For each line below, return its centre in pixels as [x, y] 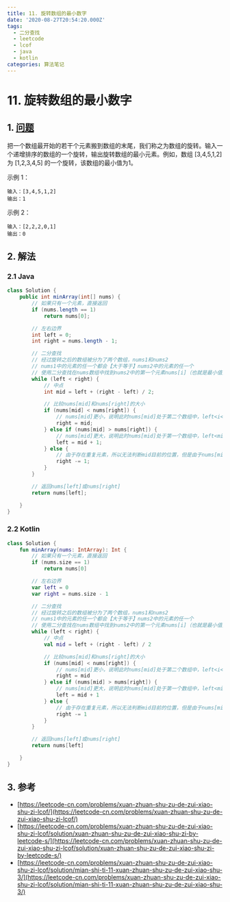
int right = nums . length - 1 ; [75, 341]
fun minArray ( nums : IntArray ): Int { [73, 550]
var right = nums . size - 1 [70, 594]
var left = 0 [50, 587]
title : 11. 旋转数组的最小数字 [47, 13]
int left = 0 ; [52, 335]
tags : [15, 26]
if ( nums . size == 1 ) [61, 562]
